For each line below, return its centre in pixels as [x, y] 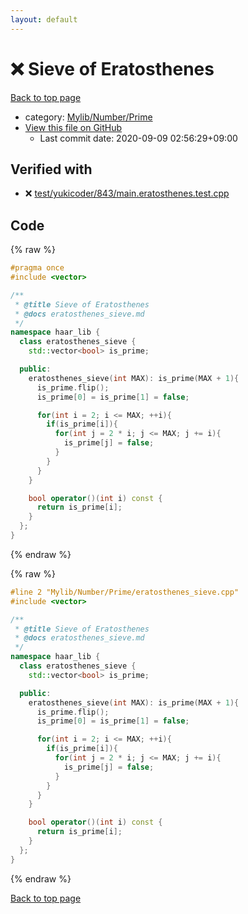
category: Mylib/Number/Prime [88, 117]
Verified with [51, 169]
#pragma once [37, 268]
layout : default [44, 19]
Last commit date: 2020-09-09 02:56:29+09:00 [138, 138]
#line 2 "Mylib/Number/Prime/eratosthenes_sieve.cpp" [125, 592]
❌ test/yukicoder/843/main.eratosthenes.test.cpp [127, 193]
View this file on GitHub [73, 127]
